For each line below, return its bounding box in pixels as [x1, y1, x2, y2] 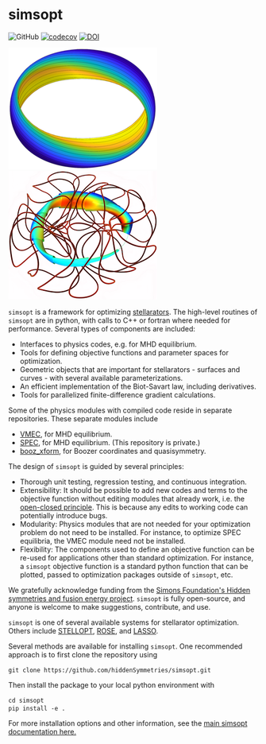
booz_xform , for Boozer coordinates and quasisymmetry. [19, 446, 206, 455]
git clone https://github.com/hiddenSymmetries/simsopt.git [8, 666, 212, 674]
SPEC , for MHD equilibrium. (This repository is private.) [19, 437, 201, 447]
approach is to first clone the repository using [8, 649, 158, 659]
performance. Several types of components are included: [8, 324, 196, 333]
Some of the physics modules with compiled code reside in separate [8, 405, 233, 415]
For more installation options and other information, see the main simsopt [8, 718, 248, 728]
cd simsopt [8, 696, 44, 704]
